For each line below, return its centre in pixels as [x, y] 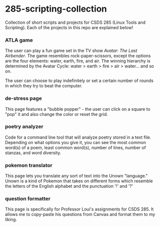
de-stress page [24, 98]
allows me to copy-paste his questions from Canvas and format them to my [80, 214]
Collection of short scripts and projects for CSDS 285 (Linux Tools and [75, 22]
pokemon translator [29, 165]
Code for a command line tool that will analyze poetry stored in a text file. [78, 137]
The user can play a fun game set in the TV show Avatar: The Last [71, 51]
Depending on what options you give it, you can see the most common [76, 142]
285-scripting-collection [56, 9]
